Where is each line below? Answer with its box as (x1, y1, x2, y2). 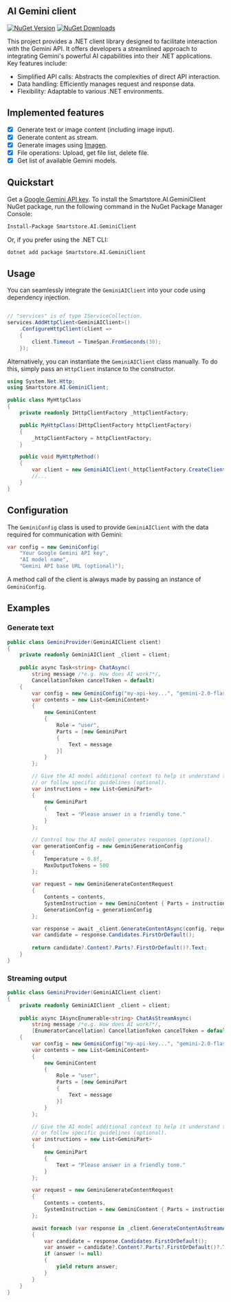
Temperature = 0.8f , (43, 855, 103, 863)
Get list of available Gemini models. (16, 156, 118, 165)
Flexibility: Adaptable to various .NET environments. (16, 87, 164, 95)
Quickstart (7, 177, 54, 189)
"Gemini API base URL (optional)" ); (19, 563, 125, 570)
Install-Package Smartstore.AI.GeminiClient (7, 223, 137, 230)
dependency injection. (7, 293, 71, 302)
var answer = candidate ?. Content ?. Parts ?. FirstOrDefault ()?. (43, 1244, 223, 1251)
